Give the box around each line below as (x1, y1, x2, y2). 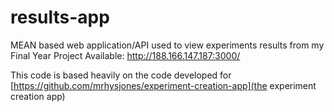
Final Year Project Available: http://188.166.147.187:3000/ (10, 49, 241, 61)
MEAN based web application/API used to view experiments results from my (10, 39, 325, 51)
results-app (10, 6, 110, 29)
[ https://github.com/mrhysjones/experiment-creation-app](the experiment (10, 79, 317, 91)
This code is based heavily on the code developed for (10, 69, 232, 81)
